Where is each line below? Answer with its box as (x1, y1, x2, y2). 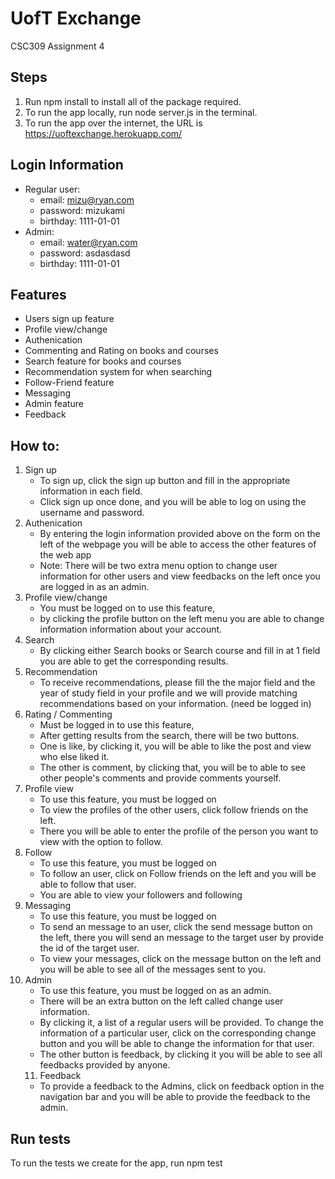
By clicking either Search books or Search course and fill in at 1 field (39, 645, 321, 657)
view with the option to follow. (39, 836, 163, 848)
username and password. (39, 507, 145, 519)
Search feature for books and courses (24, 355, 182, 367)
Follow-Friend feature (24, 377, 115, 389)
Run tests (10, 1130, 71, 1147)
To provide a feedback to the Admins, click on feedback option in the (39, 1080, 325, 1092)
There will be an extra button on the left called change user (39, 995, 284, 1007)
